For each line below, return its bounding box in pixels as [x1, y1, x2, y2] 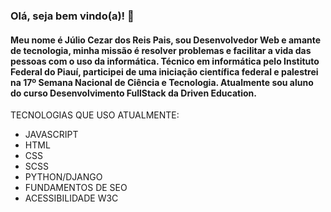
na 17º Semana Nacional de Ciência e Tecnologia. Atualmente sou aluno [10, 76, 314, 88]
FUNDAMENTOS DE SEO [24, 182, 128, 194]
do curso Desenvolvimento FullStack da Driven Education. [10, 87, 257, 99]
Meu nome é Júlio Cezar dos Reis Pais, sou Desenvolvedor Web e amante [10, 34, 322, 46]
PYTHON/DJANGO [24, 171, 103, 183]
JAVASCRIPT [24, 129, 79, 141]
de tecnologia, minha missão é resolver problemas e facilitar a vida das [10, 44, 312, 56]
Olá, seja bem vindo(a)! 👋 [10, 9, 135, 23]
